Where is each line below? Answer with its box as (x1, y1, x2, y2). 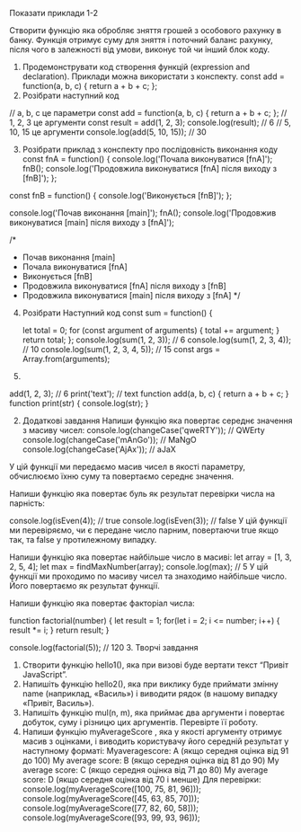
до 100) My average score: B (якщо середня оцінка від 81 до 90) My (22, 755, 280, 766)
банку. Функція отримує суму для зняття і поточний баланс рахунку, (9, 35, 273, 45)
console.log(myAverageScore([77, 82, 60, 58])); (22, 803, 199, 813)
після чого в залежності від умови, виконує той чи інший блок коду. (9, 44, 270, 55)
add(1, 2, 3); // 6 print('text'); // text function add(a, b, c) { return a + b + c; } (9, 388, 289, 399)
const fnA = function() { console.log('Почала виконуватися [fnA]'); (22, 154, 273, 164)
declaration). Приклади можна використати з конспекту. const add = (22, 71, 285, 82)
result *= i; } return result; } (9, 624, 110, 635)
